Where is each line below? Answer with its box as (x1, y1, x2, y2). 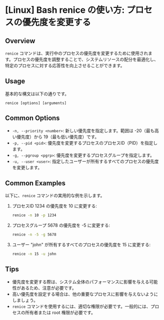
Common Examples (5, 179, 66, 187)
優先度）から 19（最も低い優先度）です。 (16, 134, 99, 140)
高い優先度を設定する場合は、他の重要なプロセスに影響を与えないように (12, 291, 158, 297)
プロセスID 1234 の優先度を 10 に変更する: (12, 203, 97, 209)
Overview (5, 36, 36, 45)
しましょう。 (12, 297, 38, 303)
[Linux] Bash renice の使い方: (5, 4, 125, 16)
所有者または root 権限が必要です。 (25, 309, 95, 315)
